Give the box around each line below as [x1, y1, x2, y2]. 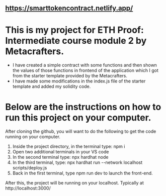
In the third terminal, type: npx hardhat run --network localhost [12, 159, 143, 165]
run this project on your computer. [5, 112, 151, 123]
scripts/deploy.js [12, 165, 47, 171]
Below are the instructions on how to [5, 101, 161, 113]
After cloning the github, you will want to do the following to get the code [5, 128, 156, 135]
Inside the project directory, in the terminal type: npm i [12, 143, 125, 150]
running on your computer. [5, 134, 60, 140]
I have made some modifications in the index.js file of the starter [12, 78, 146, 84]
